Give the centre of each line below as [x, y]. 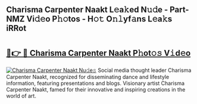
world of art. [21, 96]
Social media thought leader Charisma [145, 70]
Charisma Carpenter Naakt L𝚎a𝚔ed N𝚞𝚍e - [87, 10]
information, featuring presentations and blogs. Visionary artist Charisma [96, 83]
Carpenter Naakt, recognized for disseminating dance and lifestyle [88, 77]
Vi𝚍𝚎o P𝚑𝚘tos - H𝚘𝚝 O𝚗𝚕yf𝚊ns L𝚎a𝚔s [99, 19]
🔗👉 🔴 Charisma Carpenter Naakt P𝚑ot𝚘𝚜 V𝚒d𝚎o [98, 53]
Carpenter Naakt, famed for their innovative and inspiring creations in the [96, 89]
